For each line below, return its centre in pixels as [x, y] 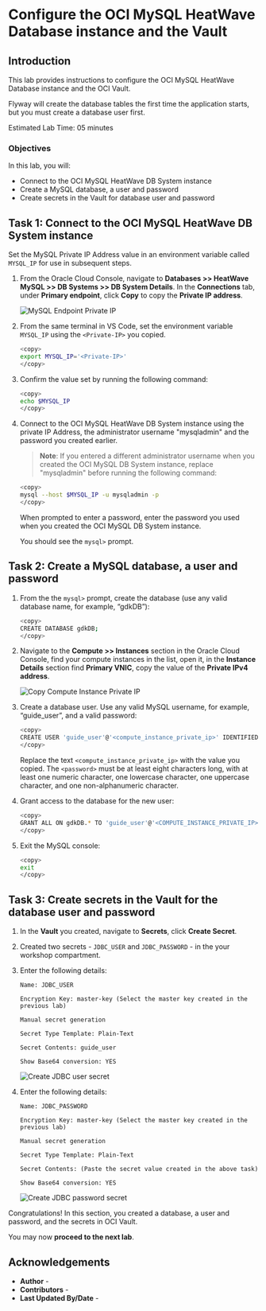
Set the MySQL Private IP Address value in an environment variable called [129, 255]
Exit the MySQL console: [60, 846]
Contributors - [44, 1290]
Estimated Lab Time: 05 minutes [61, 128]
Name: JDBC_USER [46, 985]
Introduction [40, 61]
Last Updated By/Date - [59, 1297]
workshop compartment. [60, 955]
